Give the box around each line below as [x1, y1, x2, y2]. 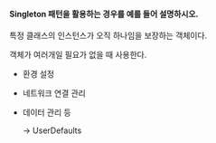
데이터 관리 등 [22, 107, 71, 118]
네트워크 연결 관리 [22, 88, 86, 99]
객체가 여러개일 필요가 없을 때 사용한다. [9, 50, 147, 61]
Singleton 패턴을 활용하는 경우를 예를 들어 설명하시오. [9, 8, 199, 19]
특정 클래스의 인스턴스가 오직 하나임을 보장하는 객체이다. [9, 30, 208, 41]
